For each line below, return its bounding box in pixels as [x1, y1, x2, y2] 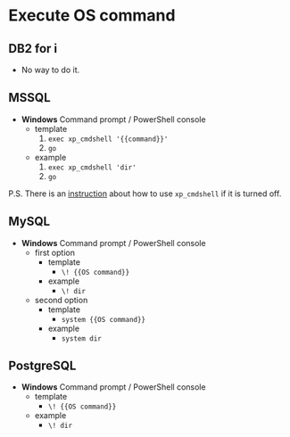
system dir [61, 334, 102, 343]
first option [34, 247, 75, 258]
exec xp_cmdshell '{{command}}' [47, 135, 169, 144]
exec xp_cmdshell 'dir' [47, 162, 137, 172]
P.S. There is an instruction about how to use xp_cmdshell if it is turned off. [8, 188, 282, 199]
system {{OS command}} [61, 315, 146, 324]
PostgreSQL [8, 359, 77, 374]
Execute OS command [8, 5, 176, 26]
